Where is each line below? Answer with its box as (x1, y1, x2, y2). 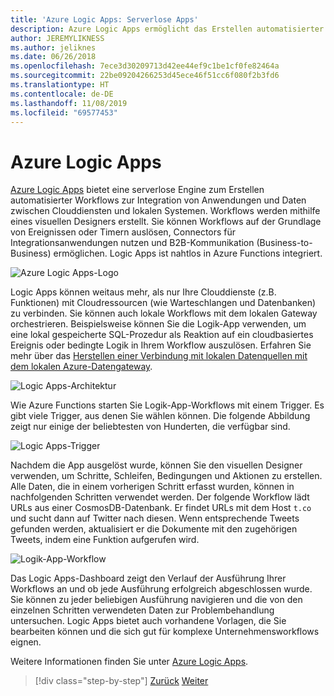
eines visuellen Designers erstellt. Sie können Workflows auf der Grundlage (10, 216, 322, 228)
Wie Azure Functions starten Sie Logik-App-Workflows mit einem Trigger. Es (10, 399, 325, 411)
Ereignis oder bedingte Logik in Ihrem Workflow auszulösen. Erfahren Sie (10, 339, 312, 351)
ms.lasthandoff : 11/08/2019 (10, 98, 128, 108)
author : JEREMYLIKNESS (10, 33, 105, 43)
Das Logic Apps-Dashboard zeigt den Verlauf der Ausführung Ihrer (10, 572, 287, 585)
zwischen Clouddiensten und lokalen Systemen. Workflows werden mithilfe (10, 205, 321, 217)
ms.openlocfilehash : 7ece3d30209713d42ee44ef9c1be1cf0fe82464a (10, 61, 280, 71)
